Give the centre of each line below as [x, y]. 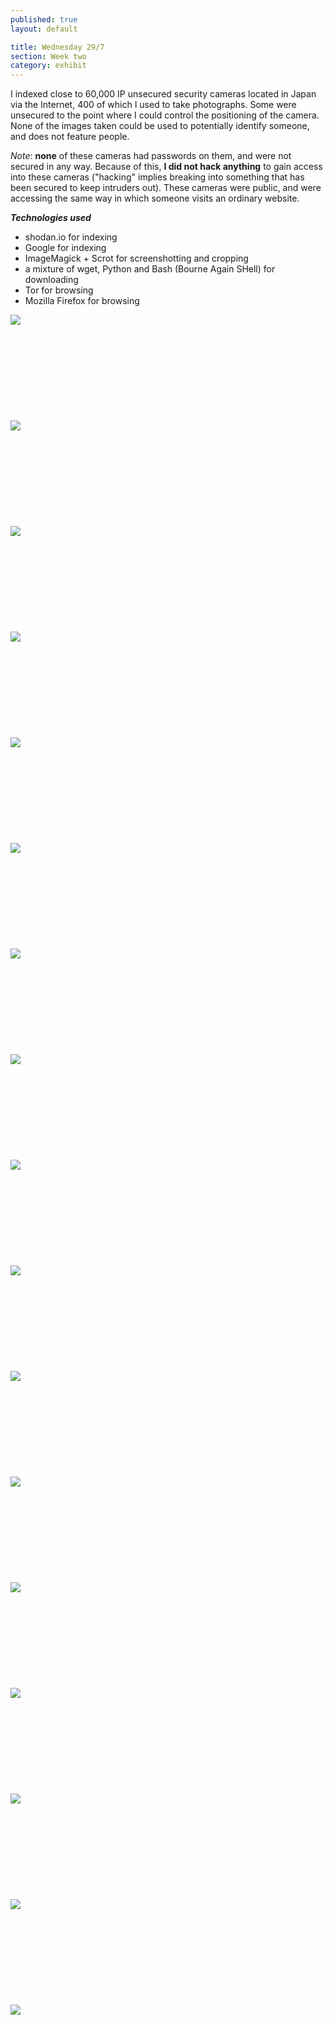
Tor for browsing [59, 290]
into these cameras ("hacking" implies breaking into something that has [157, 177]
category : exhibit [48, 66]
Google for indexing [65, 248]
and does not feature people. [70, 137]
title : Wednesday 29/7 [57, 47]
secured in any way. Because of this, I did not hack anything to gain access [166, 167]
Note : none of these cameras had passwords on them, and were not [151, 156]
